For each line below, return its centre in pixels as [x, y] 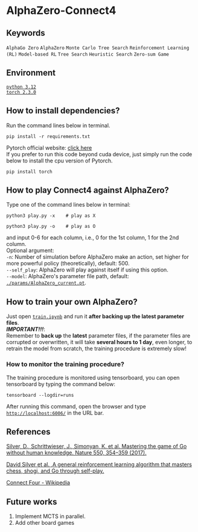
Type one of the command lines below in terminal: [69, 205]
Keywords [26, 33]
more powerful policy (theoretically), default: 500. [68, 264]
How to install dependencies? [63, 111]
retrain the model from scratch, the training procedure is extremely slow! [97, 348]
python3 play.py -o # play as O [51, 227]
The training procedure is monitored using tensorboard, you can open [93, 377]
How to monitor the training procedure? [65, 364]
